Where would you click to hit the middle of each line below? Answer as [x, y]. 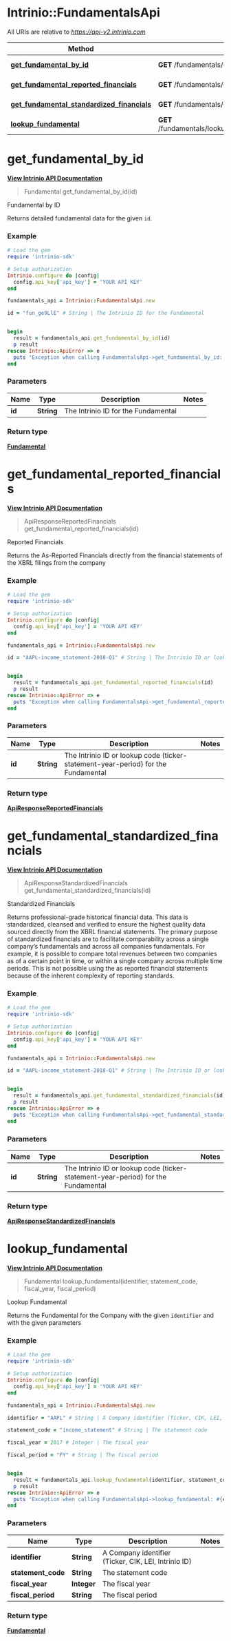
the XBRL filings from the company [57, 562]
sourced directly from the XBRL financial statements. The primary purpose [112, 932]
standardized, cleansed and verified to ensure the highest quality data [106, 925]
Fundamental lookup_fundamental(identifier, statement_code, [111, 1281]
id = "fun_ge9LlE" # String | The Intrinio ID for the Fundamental [106, 313]
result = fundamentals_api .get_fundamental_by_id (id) [92, 338]
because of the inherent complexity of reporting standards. [91, 976]
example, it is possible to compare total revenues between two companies [112, 954]
